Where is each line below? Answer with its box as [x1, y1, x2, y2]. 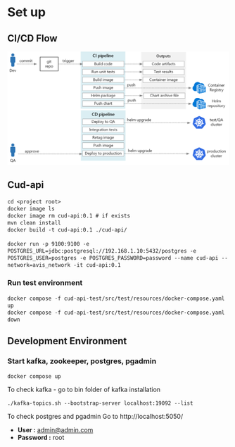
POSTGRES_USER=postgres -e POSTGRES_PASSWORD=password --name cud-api [7, 255, 219, 262]
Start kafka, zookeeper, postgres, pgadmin [7, 356, 157, 366]
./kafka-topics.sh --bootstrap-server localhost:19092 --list [7, 400, 193, 407]
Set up [7, 4, 46, 20]
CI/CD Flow [7, 32, 58, 44]
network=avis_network [7, 262, 71, 269]
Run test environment [7, 278, 83, 288]
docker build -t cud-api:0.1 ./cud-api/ [7, 227, 128, 234]
